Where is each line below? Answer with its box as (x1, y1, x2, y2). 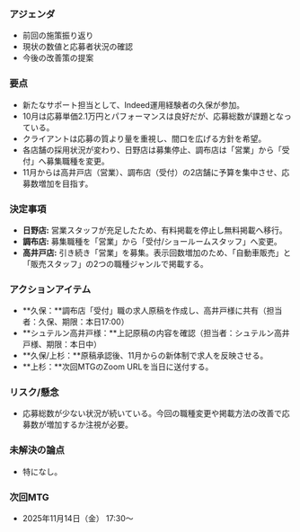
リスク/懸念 (9, 386, 60, 399)
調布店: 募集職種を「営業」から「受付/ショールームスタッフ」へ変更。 (22, 235, 283, 246)
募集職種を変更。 (46, 155, 110, 166)
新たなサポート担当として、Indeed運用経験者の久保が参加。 (22, 99, 245, 110)
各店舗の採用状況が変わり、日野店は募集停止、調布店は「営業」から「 (22, 144, 283, 155)
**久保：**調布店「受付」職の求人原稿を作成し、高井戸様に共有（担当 (22, 306, 283, 316)
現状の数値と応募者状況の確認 (22, 41, 133, 52)
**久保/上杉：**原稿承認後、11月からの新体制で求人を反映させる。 (22, 350, 269, 361)
